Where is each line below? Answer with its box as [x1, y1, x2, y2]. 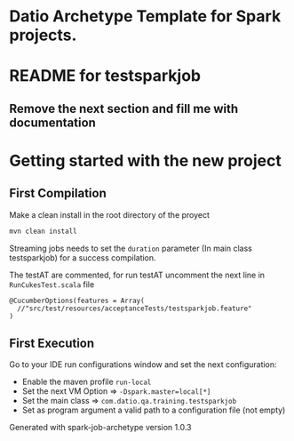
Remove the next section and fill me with [9, 100, 239, 116]
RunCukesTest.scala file [9, 278, 95, 290]
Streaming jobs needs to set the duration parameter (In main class [9, 243, 253, 253]
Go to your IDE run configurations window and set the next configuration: [9, 359, 277, 370]
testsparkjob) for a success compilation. [9, 252, 157, 263]
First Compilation [9, 186, 107, 201]
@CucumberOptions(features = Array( [9, 296, 145, 305]
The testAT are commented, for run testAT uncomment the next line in [9, 269, 265, 280]
